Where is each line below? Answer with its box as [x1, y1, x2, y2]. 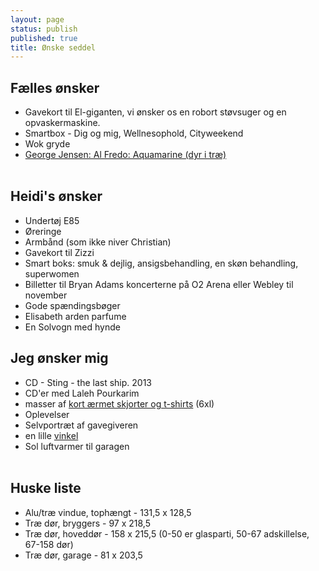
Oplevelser [24, 408, 70, 420]
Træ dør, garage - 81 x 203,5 [24, 549, 143, 561]
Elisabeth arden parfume [24, 310, 127, 322]
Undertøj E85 [24, 214, 80, 226]
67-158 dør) [24, 538, 74, 550]
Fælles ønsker [10, 79, 100, 96]
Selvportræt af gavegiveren [24, 419, 139, 431]
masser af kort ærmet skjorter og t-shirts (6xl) [24, 397, 215, 410]
